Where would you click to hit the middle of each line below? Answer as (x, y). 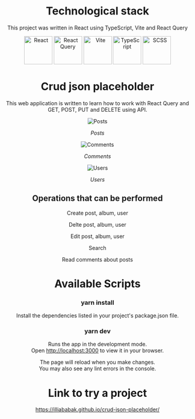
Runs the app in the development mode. (97, 344)
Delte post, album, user (97, 224)
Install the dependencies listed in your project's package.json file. (97, 316)
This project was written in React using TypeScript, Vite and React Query (97, 28)
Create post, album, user (97, 213)
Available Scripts (97, 283)
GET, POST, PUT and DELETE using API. (97, 109)
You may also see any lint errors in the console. (97, 369)
